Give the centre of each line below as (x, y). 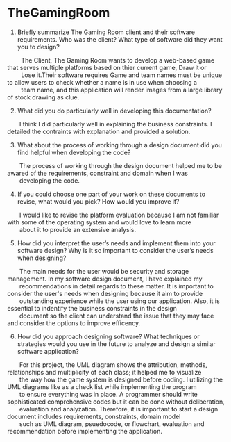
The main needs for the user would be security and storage (104, 271)
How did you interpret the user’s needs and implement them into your (116, 243)
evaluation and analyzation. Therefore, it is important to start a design (119, 409)
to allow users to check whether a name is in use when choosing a (102, 82)
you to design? (38, 47)
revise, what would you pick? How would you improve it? (98, 201)
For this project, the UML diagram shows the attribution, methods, (114, 365)
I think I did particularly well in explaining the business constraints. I (116, 124)
